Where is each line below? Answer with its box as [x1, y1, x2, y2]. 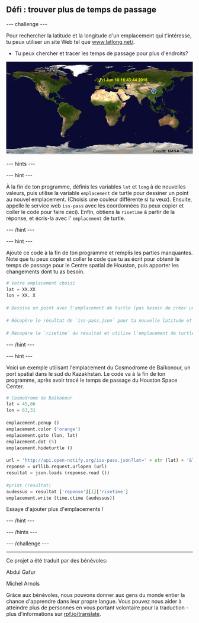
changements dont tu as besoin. [6, 268, 85, 275]
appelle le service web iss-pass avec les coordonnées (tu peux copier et [6, 202, 184, 209]
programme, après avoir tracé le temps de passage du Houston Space [6, 376, 178, 384]
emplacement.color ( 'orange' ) [6, 426, 81, 432]
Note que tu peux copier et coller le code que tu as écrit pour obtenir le [6, 255, 180, 263]
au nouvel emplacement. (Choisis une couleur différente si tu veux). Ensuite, [6, 196, 192, 203]
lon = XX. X [6, 293, 36, 299]
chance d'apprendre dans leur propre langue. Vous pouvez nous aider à [6, 598, 182, 605]
